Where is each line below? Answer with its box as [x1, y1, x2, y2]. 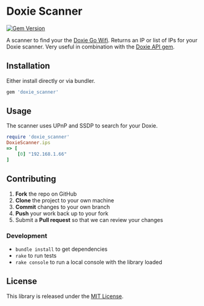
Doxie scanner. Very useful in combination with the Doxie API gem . [6, 43, 175, 50]
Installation [6, 61, 50, 71]
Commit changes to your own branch [15, 203, 110, 210]
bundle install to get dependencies [15, 245, 108, 253]
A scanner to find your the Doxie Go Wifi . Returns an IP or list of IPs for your [6, 36, 198, 44]
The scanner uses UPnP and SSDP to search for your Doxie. [6, 122, 158, 129]
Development [6, 231, 48, 240]
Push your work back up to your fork [15, 210, 108, 217]
